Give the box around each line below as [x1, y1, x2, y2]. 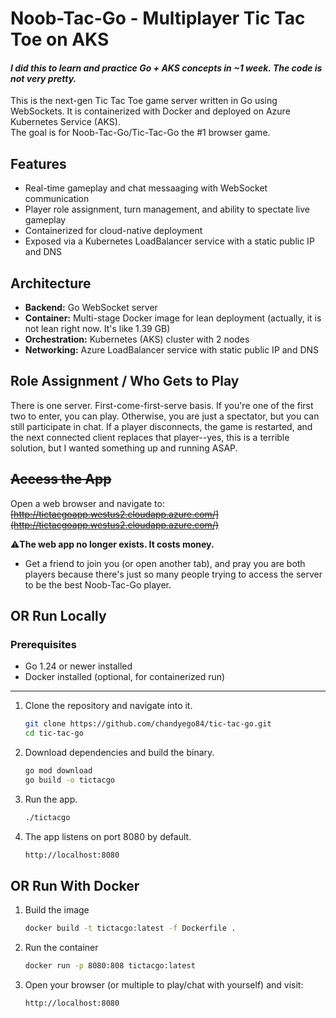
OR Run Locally [10, 608, 107, 625]
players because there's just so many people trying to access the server [24, 568, 323, 580]
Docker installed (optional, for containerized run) [24, 671, 226, 683]
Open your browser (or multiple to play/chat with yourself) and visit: [24, 979, 304, 991]
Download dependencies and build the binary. [24, 747, 215, 759]
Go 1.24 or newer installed [24, 660, 133, 672]
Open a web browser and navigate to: [10, 497, 165, 509]
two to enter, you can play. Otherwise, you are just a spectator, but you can [10, 410, 320, 422]
